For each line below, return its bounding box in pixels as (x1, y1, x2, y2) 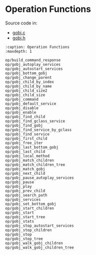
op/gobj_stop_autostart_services (5, 223, 74, 228)
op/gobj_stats (5, 219, 35, 224)
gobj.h (12, 35, 26, 41)
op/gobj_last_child (5, 149, 46, 154)
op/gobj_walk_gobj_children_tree (5, 245, 74, 250)
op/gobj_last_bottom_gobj (5, 144, 58, 150)
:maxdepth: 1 (5, 49, 32, 54)
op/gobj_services (5, 197, 41, 202)
